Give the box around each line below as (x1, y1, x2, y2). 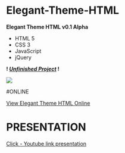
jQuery (14, 54, 32, 61)
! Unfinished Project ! (6, 65, 60, 72)
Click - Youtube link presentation (6, 140, 87, 147)
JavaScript (14, 47, 42, 54)
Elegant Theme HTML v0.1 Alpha (6, 23, 88, 30)
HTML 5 (14, 35, 35, 42)
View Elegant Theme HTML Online (6, 99, 90, 107)
